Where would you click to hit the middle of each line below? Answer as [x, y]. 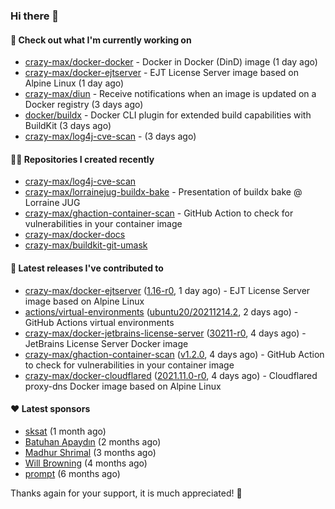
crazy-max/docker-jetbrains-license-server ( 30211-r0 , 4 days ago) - [165, 333]
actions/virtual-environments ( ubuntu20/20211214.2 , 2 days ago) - [161, 311]
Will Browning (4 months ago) [86, 463]
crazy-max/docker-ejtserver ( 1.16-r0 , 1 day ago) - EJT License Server [167, 290]
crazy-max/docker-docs [75, 235]
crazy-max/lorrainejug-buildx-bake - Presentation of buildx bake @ [163, 192]
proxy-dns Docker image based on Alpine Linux [123, 386]
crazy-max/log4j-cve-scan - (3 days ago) [110, 136]
